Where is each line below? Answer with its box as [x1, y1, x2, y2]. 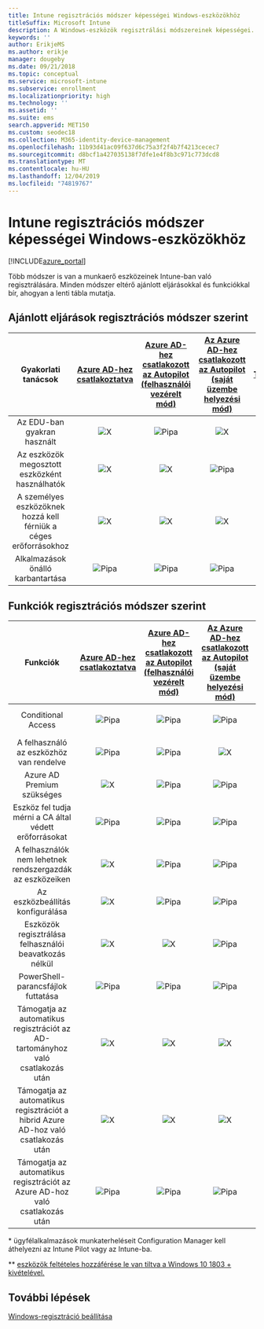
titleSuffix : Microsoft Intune [8, 19, 111, 27]
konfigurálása [16, 906, 68, 917]
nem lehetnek [16, 854, 68, 865]
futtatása [25, 991, 59, 1002]
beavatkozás [18, 948, 66, 959]
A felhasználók [14, 845, 69, 856]
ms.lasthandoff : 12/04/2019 [8, 172, 101, 181]
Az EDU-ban [16, 416, 64, 427]
